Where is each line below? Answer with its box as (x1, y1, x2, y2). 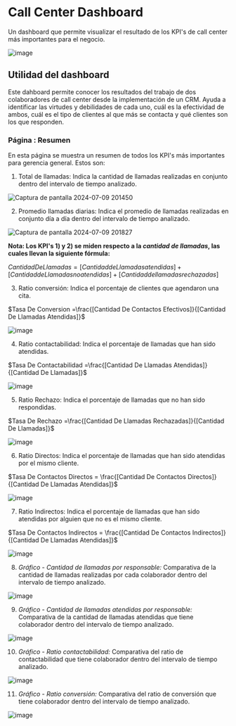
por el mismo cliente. (18, 459, 79, 468)
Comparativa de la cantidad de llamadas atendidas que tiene (18, 613, 194, 621)
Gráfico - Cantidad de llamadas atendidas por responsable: (18, 606, 192, 614)
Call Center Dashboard (8, 4, 143, 20)
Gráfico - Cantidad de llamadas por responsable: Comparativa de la (18, 563, 216, 572)
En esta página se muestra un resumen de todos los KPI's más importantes (8, 151, 225, 160)
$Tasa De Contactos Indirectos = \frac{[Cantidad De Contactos (8, 528, 191, 537)
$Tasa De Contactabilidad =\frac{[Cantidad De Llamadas (8, 361, 173, 369)
